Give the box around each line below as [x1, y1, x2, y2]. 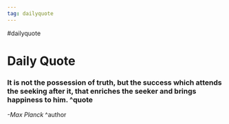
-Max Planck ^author [7, 111, 67, 119]
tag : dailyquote [7, 10, 54, 17]
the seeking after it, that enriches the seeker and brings [7, 86, 197, 96]
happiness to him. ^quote [7, 94, 94, 104]
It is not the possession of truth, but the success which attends [7, 77, 222, 87]
